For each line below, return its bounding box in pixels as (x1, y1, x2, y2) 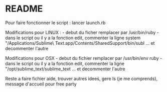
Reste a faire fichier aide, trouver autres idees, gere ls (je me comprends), (5, 75, 158, 81)
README (5, 3, 43, 15)
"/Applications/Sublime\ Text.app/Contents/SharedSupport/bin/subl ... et (5, 40, 155, 46)
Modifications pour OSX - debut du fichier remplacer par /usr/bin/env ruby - (5, 55, 162, 61)
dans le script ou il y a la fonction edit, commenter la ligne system (5, 35, 141, 41)
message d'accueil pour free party (5, 81, 77, 87)
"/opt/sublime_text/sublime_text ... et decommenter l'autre (5, 66, 125, 72)
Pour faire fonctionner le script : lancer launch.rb (5, 20, 106, 26)
